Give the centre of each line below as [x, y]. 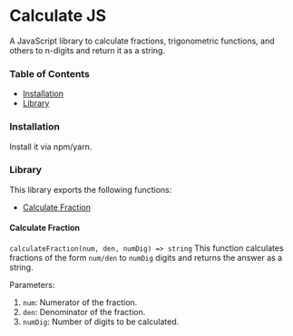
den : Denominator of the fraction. [84, 312]
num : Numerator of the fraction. [80, 302]
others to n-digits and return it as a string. [88, 50]
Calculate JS [58, 16]
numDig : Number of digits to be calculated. [101, 322]
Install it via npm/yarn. [51, 147]
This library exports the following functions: [91, 189]
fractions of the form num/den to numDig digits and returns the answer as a [146, 258]
